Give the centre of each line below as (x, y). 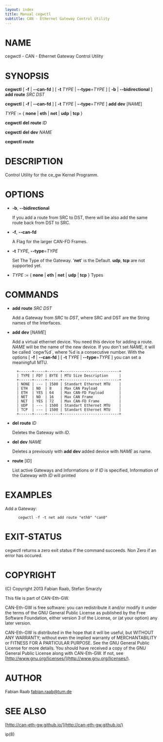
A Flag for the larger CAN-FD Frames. (50, 242)
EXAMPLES (28, 495)
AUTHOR (24, 678)
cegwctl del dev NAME (28, 133)
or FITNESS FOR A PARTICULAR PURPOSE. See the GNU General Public (77, 643)
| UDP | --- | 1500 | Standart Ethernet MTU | (69, 406)
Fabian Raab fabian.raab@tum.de (38, 691)
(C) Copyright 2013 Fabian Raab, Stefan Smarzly (54, 589)
